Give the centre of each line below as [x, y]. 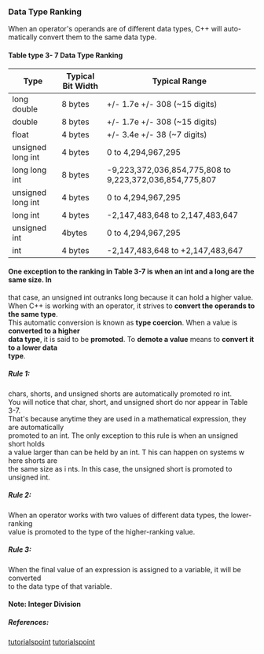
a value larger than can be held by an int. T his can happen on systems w [126, 452]
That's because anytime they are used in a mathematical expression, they [127, 418]
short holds [27, 443]
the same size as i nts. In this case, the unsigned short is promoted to [120, 468]
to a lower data [33, 347]
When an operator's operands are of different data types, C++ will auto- [125, 29]
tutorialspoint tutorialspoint [52, 642]
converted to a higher [44, 331]
